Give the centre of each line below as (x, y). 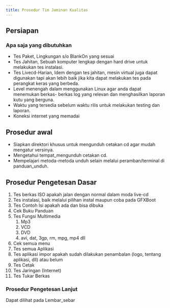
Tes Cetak (24, 265)
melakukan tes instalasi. (38, 67)
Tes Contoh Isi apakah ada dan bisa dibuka (58, 205)
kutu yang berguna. (34, 100)
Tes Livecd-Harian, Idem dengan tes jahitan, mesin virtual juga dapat (85, 73)
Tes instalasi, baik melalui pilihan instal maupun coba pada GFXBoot (84, 200)
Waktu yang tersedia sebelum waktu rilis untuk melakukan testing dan (86, 105)
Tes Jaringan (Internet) (37, 270)
